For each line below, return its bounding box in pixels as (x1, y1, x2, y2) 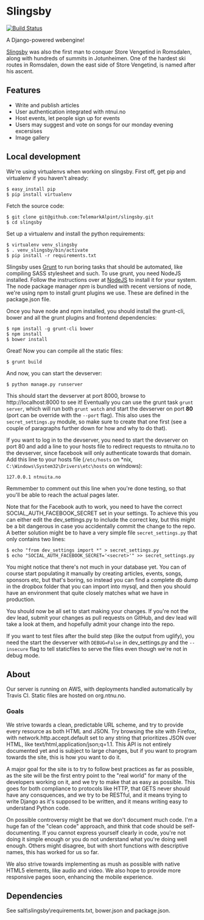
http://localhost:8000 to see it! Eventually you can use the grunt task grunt (6, 398, 194, 406)
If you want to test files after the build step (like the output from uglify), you (6, 632, 195, 639)
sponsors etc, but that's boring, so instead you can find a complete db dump (6, 576, 199, 583)
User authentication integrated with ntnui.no (15, 108, 126, 115)
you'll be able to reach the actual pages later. (6, 491, 119, 498)
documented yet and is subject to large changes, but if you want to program (6, 747, 197, 754)
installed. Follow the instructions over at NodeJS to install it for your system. (6, 276, 197, 283)
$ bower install (6, 336, 47, 342)
